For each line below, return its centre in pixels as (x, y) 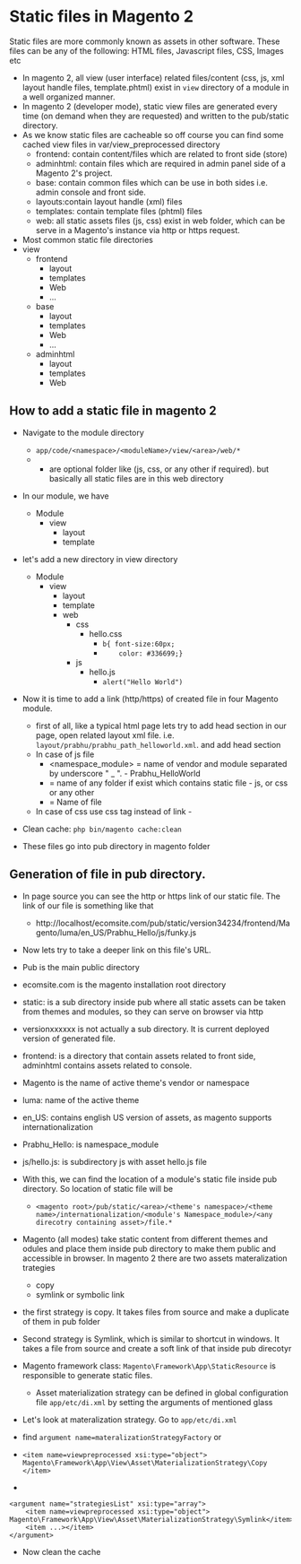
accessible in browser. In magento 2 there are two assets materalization (155, 1258)
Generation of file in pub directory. (107, 875)
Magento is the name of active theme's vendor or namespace (136, 1082)
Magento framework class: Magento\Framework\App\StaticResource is (149, 1366)
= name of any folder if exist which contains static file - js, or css (168, 783)
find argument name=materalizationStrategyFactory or (122, 1437)
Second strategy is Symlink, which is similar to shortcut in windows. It (151, 1339)
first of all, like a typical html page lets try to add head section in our (161, 726)
